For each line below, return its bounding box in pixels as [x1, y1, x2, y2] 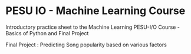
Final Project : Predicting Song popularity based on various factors [5, 41, 167, 48]
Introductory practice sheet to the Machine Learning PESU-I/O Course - [5, 23, 180, 31]
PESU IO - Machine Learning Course [5, 4, 186, 18]
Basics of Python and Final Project [5, 29, 89, 36]
